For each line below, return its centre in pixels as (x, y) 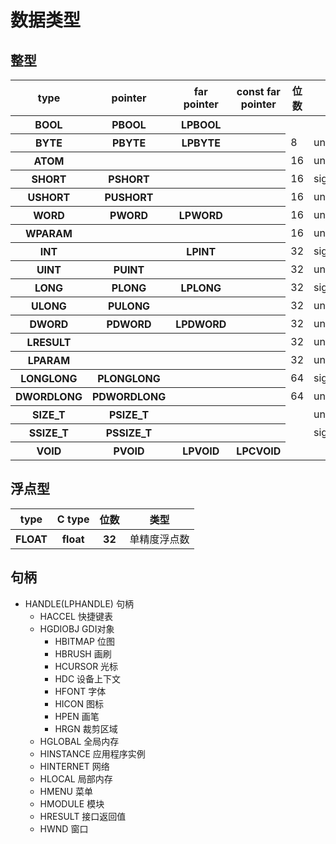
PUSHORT (129, 197)
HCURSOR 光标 (86, 666)
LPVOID (201, 451)
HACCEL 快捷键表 (76, 616)
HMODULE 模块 (72, 803)
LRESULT (49, 342)
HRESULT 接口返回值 (83, 816)
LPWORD (200, 215)
